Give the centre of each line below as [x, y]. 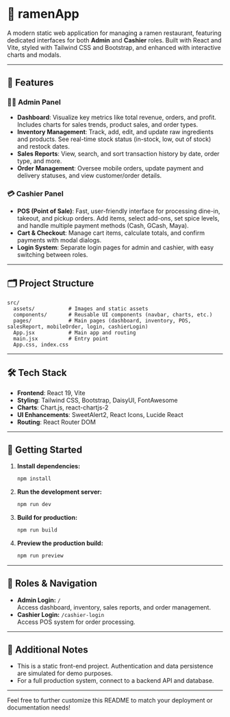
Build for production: [47, 518]
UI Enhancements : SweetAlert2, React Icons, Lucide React [100, 414]
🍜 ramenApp [43, 14]
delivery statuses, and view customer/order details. [89, 175]
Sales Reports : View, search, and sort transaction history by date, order [118, 153]
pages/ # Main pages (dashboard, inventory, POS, [102, 320]
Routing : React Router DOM [56, 422]
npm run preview [40, 555]
